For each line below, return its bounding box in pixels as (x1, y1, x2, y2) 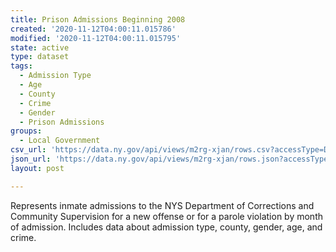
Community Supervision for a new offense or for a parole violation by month (10, 210, 323, 222)
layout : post (10, 163, 65, 173)
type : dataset (10, 52, 70, 62)
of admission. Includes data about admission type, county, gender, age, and (10, 221, 323, 233)
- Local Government (19, 136, 101, 146)
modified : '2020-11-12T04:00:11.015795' (10, 33, 182, 43)
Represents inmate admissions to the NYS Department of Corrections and (10, 199, 315, 211)
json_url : (10, 154, 52, 164)
